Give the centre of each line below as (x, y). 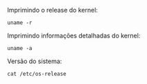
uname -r (20, 23)
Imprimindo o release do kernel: (53, 10)
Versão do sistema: (35, 61)
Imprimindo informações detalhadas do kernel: (74, 35)
